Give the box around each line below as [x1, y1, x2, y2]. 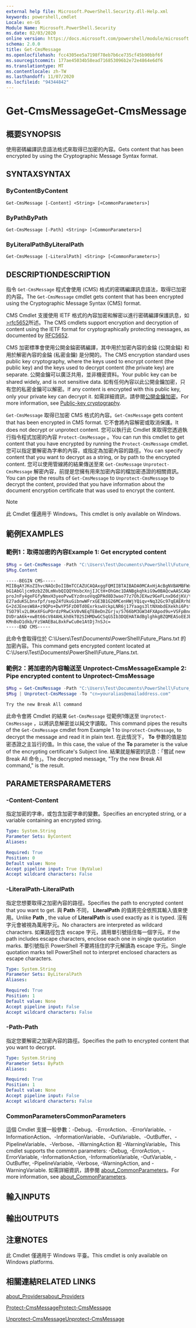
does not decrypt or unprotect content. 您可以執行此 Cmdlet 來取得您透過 [6, 426, 183, 434]
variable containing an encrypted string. [6, 817, 102, 824]
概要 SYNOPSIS [6, 129, 61, 139]
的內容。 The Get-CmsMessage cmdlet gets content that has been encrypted [6, 293, 184, 300]
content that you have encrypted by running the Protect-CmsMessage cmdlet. [6, 440, 188, 448]
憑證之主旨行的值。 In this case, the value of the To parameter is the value [10, 741, 188, 748]
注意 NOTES [6, 1235, 48, 1245]
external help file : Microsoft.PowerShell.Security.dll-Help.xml [6, 8, 168, 15]
